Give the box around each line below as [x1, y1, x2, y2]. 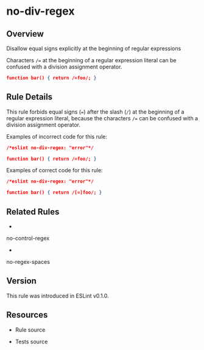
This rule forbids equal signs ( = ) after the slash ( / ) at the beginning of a [6, 108, 185, 115]
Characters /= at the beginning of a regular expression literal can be [6, 57, 177, 64]
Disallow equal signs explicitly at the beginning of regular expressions [6, 45, 181, 52]
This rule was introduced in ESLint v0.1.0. [6, 292, 110, 299]
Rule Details [6, 92, 53, 102]
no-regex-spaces [6, 258, 51, 265]
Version [6, 276, 37, 286]
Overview [6, 29, 44, 39]
